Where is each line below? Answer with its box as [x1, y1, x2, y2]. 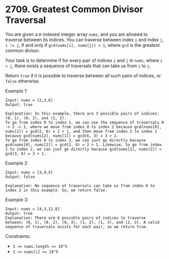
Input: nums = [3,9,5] [5, 169, 53, 175]
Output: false [5, 174, 35, 179]
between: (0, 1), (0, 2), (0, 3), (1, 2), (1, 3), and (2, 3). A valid [5, 220, 159, 225]
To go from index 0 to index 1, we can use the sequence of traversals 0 [5, 120, 164, 125]
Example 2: [5, 160, 29, 166]
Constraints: [5, 233, 31, 239]
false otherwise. [5, 78, 40, 84]
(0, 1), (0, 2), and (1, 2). [5, 116, 67, 121]
